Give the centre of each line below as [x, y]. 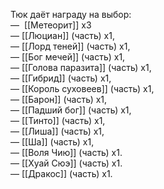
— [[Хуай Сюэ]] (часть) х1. [66, 163]
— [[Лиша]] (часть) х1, [57, 131]
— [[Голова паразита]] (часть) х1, [81, 67]
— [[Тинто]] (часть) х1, [58, 120]
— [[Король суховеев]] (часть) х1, [82, 88]
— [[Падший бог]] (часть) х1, [71, 110]
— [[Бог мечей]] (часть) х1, [68, 57]
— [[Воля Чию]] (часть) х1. [66, 152]
